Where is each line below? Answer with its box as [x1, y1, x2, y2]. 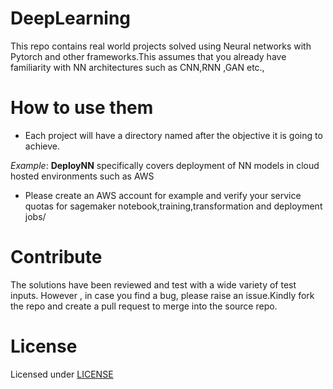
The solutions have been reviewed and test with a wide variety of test [10, 278, 297, 291]
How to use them [10, 97, 154, 119]
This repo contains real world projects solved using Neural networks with [10, 40, 312, 52]
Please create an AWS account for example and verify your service [24, 189, 302, 201]
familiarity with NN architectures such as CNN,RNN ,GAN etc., [10, 61, 265, 73]
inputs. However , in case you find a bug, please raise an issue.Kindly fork [10, 289, 315, 301]
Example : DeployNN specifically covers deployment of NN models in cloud [10, 159, 320, 171]
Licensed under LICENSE [10, 368, 114, 380]
